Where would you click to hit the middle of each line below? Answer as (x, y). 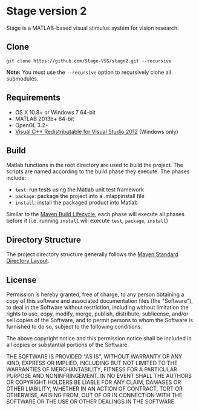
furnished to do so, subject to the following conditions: (74, 326)
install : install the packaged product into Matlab (76, 203)
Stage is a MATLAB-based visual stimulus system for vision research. (93, 28)
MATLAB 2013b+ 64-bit (44, 119)
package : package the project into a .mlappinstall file (80, 196)
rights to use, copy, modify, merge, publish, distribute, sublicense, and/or (97, 314)
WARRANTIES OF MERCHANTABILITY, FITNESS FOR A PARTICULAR (92, 369)
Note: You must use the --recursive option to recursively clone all (89, 72)
